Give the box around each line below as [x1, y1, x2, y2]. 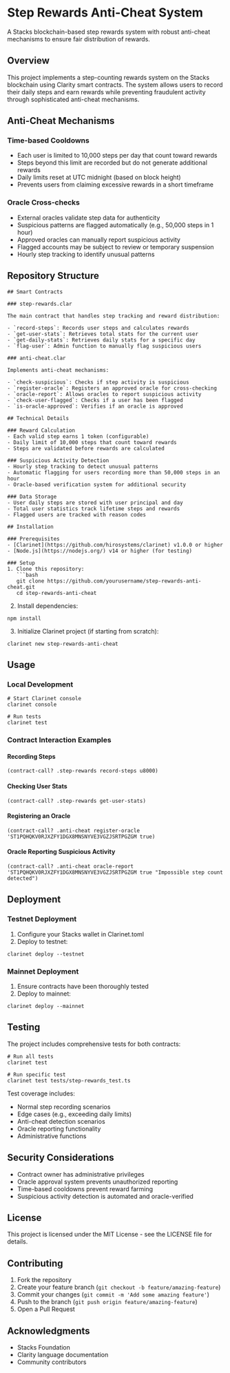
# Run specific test [7, 1071, 67, 1078]
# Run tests [7, 713, 41, 720]
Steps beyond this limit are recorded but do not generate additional [17, 158, 208, 167]
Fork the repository [17, 1276, 72, 1284]
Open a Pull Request [17, 1305, 76, 1313]
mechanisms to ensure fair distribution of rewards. [7, 34, 150, 43]
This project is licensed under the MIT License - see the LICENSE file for [7, 1230, 212, 1239]
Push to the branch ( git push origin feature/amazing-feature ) [17, 1298, 198, 1306]
